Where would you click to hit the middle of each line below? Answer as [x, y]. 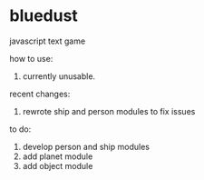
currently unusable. [59, 76]
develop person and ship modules [86, 146]
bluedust [44, 16]
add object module [58, 165]
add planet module [58, 156]
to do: [20, 129]
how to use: [31, 58]
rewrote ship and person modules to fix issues [109, 111]
